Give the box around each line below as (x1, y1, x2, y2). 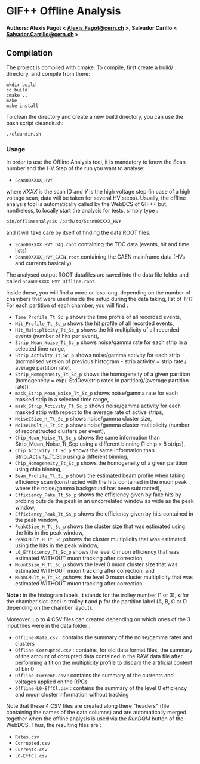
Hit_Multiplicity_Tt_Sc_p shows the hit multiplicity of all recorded (14, 326, 179, 333)
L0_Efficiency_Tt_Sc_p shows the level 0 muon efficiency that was (14, 548, 179, 555)
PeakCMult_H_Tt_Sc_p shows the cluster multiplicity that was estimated (14, 535, 186, 542)
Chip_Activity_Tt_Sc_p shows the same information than (14, 446, 155, 453)
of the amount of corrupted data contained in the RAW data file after (14, 652, 183, 659)
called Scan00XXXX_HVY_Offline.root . (6, 277, 97, 284)
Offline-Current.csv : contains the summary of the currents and (14, 671, 174, 679)
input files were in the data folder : (6, 622, 91, 629)
